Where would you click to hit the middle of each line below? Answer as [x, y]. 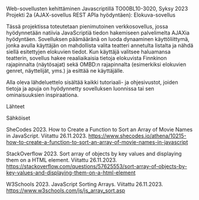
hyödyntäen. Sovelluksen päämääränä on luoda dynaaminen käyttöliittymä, [98, 39]
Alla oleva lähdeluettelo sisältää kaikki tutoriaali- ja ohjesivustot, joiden [92, 82]
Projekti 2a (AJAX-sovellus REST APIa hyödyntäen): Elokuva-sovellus [91, 15]
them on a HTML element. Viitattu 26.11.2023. [62, 160]
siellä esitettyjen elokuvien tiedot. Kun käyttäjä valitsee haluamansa [89, 52]
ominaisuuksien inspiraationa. [42, 95]
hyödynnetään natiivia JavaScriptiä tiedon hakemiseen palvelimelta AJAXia [98, 33]
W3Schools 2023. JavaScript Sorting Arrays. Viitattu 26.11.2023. [85, 184]
